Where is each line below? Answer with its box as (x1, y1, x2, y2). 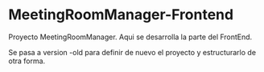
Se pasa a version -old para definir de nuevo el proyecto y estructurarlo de (8, 47, 256, 57)
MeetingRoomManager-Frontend (8, 6, 234, 24)
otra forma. (8, 56, 46, 66)
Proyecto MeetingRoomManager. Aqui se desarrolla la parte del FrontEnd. (8, 32, 253, 42)
